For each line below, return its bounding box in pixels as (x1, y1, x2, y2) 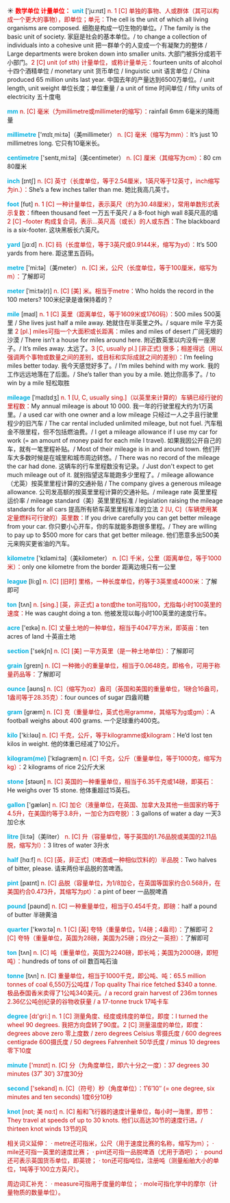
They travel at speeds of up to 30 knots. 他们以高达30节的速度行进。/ (7, 1116, 203, 1124)
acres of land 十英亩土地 (7, 632, 76, 640)
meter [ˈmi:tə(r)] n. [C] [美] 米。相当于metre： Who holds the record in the (7, 287, 214, 295)
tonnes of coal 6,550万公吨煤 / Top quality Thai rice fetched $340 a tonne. (7, 980, 218, 989)
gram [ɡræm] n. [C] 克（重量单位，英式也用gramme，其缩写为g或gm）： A (7, 708, 216, 716)
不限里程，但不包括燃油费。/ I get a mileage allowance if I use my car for (12, 428, 218, 436)
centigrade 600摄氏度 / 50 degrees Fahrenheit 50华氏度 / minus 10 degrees (7, 1038, 220, 1046)
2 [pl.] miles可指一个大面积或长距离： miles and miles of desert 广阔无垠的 (14, 327, 222, 335)
